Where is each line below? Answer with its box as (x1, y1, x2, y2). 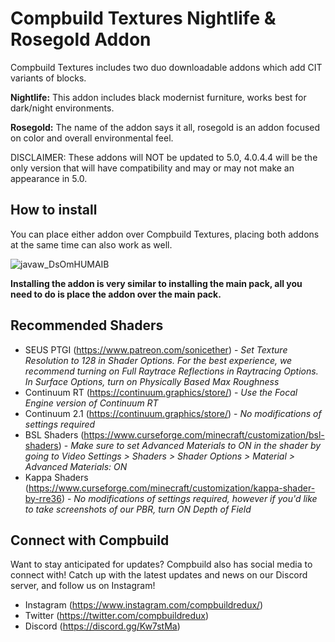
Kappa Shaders (24, 471, 89, 483)
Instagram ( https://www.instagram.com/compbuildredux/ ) (24, 599, 264, 611)
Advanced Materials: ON (24, 460, 128, 472)
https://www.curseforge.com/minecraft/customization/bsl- (83, 428, 325, 441)
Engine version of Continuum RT (24, 397, 159, 409)
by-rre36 (24, 492, 62, 504)
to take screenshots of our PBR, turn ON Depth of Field (24, 503, 252, 515)
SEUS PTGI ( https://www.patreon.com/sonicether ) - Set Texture (24, 343, 288, 356)
